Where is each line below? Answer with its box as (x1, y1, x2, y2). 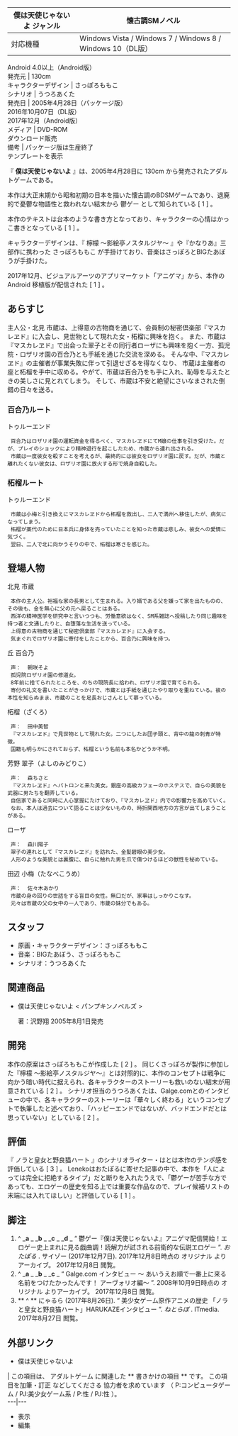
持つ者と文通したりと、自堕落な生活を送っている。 (7, 620, 134, 628)
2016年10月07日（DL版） (7, 108, 81, 116)
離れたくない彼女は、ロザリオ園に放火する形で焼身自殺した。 (7, 460, 161, 467)
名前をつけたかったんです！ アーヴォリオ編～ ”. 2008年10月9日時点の (17, 1279, 220, 1287)
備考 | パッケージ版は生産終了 (7, 143, 94, 151)
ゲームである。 (13, 176, 57, 184)
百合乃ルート (7, 404, 52, 414)
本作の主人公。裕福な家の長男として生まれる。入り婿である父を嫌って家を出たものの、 (10, 598, 227, 605)
